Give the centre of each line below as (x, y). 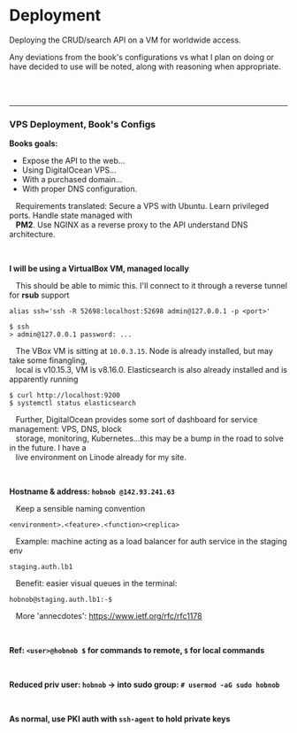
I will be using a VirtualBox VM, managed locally (99, 269)
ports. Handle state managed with (71, 216)
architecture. (32, 235)
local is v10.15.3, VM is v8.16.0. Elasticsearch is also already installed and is (151, 370)
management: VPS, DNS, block (65, 429)
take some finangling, (49, 360)
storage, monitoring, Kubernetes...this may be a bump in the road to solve (150, 438)
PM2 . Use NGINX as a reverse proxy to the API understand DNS (132, 225)
